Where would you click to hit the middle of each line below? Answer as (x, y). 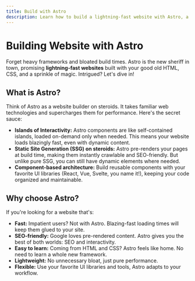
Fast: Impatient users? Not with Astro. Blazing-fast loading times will (97, 224)
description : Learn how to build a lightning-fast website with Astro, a (97, 17)
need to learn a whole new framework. (61, 255)
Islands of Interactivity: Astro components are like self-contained (93, 130)
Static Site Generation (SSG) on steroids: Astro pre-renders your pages (101, 149)
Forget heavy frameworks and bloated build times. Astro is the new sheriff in (98, 62)
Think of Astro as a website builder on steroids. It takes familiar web (87, 107)
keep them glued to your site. (49, 230)
